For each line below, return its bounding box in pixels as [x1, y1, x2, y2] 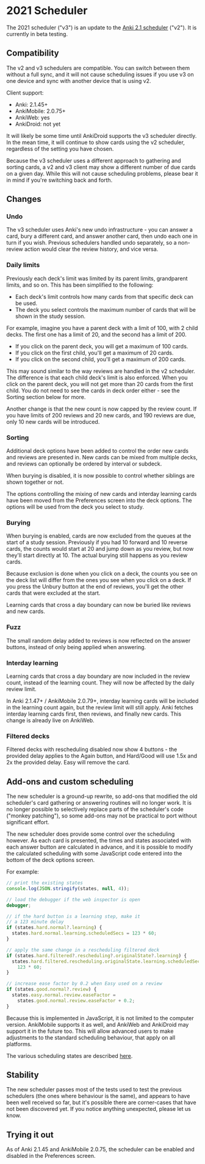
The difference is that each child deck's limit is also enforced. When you [6, 373, 188, 381]
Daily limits [6, 260, 40, 269]
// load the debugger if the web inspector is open [6, 896, 140, 903]
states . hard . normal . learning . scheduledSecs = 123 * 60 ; [12, 930, 157, 936]
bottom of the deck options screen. [6, 857, 95, 864]
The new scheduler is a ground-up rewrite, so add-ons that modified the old [6, 792, 198, 800]
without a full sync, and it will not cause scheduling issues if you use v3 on [6, 71, 194, 78]
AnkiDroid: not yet [15, 120, 61, 128]
